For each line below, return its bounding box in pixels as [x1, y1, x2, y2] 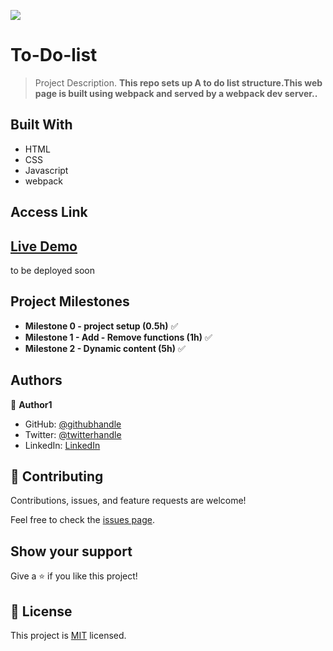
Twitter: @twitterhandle [24, 428, 122, 440]
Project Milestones [10, 293, 130, 310]
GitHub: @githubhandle [24, 418, 122, 430]
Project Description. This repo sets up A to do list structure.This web [34, 76, 323, 89]
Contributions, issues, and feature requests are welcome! [10, 495, 247, 507]
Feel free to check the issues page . [10, 514, 155, 526]
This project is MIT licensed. [10, 630, 127, 642]
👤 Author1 [10, 398, 53, 410]
